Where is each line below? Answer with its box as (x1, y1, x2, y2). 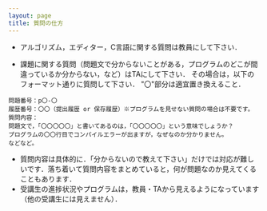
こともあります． (19, 173, 77, 184)
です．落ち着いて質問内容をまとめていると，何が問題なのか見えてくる (26, 164, 257, 173)
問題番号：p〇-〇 (8, 97, 58, 105)
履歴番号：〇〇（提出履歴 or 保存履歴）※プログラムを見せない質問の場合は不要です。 (8, 105, 254, 113)
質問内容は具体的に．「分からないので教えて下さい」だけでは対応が (19, 153, 241, 164)
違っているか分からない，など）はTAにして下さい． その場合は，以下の (19, 69, 255, 78)
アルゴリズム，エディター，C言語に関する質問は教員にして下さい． (19, 42, 242, 52)
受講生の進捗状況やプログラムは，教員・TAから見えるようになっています (19, 184, 260, 193)
